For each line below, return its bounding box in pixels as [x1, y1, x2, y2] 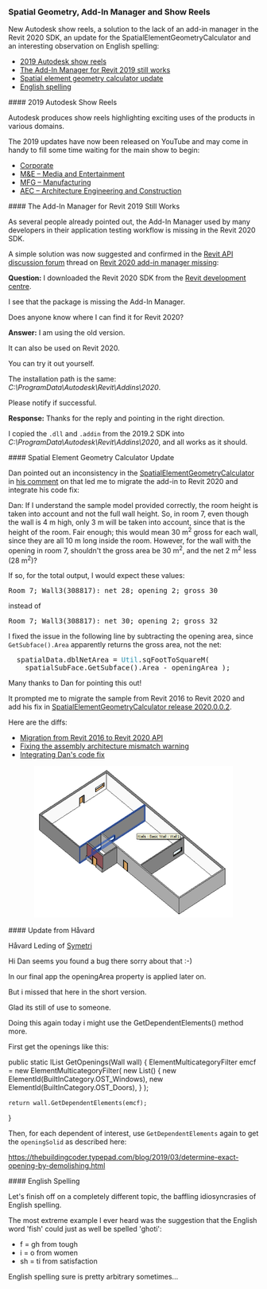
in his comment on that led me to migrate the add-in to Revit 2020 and [8, 477, 238, 486]
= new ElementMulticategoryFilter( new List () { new [8, 1066, 177, 1076]
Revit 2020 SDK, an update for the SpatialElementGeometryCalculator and [8, 33, 251, 42]
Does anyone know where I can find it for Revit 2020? [8, 313, 184, 322]
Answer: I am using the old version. [8, 328, 126, 338]
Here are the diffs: [8, 717, 68, 727]
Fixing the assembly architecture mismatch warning [19, 741, 189, 751]
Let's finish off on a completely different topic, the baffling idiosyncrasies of [8, 1192, 257, 1201]
